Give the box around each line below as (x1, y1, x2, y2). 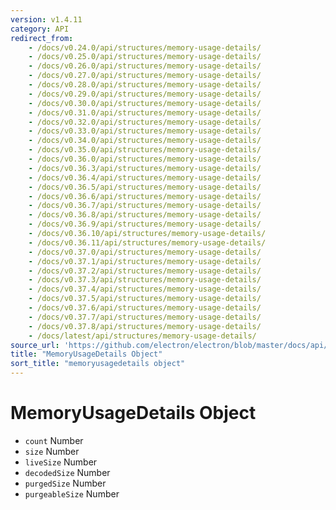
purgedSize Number (24, 477, 107, 489)
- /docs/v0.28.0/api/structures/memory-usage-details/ (28, 80, 262, 90)
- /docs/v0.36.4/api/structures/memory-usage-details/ (28, 172, 262, 183)
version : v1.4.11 (10, 14, 83, 25)
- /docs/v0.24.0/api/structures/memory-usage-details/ (28, 42, 262, 53)
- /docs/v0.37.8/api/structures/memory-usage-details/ (28, 321, 262, 331)
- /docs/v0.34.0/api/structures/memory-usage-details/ (28, 136, 262, 146)
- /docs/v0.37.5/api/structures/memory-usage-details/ (28, 294, 262, 304)
